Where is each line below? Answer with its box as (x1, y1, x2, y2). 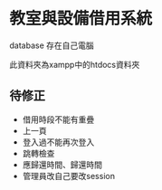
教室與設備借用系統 (9, 8, 153, 29)
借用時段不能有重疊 (22, 114, 95, 125)
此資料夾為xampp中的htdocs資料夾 (9, 59, 140, 70)
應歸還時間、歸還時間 (22, 159, 102, 170)
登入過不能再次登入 (22, 137, 95, 147)
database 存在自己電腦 (9, 40, 95, 51)
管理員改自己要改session (22, 170, 116, 181)
